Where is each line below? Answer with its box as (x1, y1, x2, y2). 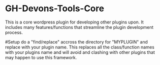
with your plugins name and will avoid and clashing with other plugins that (5, 49, 155, 55)
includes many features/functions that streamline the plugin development (5, 24, 154, 30)
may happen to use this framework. (5, 54, 77, 60)
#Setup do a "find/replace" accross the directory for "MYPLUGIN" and (5, 39, 148, 44)
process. (5, 29, 23, 35)
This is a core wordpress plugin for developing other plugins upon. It (5, 19, 144, 25)
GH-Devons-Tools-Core (5, 3, 104, 14)
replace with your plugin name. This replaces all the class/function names (5, 44, 155, 50)
